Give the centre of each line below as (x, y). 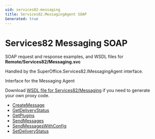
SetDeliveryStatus (31, 131)
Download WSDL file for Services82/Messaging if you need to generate (77, 90)
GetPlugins (23, 115)
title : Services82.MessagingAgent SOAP (46, 14)
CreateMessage (29, 105)
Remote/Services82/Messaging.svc (43, 62)
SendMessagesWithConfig (39, 126)
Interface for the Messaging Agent (40, 81)
